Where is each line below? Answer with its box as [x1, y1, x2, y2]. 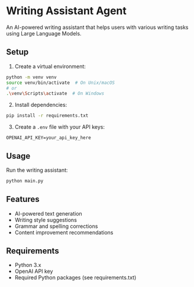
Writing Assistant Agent [6, 4, 127, 18]
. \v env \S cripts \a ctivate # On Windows [6, 90, 105, 97]
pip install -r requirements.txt [6, 113, 89, 119]
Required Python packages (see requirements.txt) [14, 274, 137, 281]
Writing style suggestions [14, 216, 77, 223]
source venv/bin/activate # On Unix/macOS [6, 80, 115, 86]
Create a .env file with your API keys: [14, 123, 105, 131]
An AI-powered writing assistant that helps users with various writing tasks [6, 24, 189, 31]
